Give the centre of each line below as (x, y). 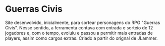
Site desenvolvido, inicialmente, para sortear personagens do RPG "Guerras (82, 23)
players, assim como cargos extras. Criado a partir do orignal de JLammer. (81, 38)
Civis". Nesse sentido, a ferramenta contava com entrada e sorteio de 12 (79, 27)
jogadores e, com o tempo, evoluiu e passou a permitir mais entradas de (79, 33)
